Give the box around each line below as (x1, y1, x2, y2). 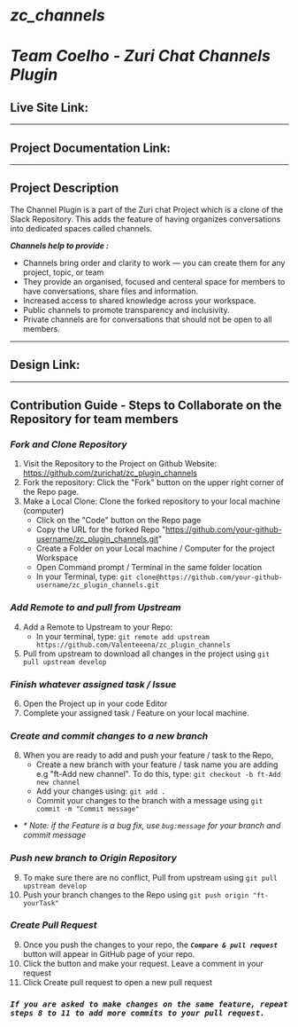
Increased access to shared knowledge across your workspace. (22, 294, 256, 306)
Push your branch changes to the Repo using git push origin (22, 889, 249, 900)
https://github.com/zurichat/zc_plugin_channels (22, 467, 198, 479)
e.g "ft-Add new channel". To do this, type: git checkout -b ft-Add (35, 769, 281, 780)
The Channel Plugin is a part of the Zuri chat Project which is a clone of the (10, 204, 284, 215)
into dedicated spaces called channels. (10, 223, 153, 233)
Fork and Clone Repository (10, 438, 127, 451)
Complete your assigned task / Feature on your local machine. (22, 707, 250, 718)
